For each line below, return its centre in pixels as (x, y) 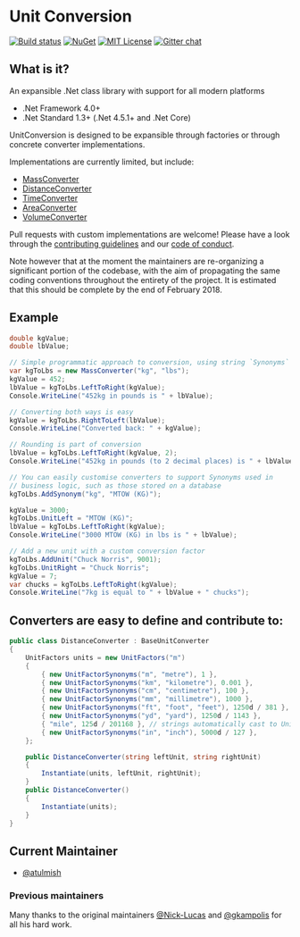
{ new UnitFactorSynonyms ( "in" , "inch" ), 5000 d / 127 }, (150, 732)
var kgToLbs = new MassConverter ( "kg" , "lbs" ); (100, 371)
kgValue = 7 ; (33, 576)
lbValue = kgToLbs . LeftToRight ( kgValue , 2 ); (93, 453)
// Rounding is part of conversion (75, 445)
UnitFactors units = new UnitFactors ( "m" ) (105, 657)
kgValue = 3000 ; (39, 510)
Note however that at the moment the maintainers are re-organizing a (137, 261)
